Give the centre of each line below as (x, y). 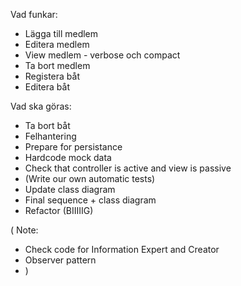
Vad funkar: (34, 14)
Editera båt (47, 87)
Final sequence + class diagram (90, 200)
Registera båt (52, 76)
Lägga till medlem (61, 33)
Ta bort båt (47, 125)
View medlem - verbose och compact (102, 55)
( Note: (24, 230)
